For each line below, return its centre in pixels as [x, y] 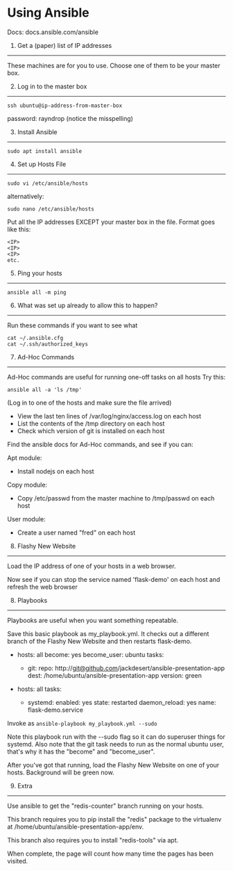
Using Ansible [49, 13]
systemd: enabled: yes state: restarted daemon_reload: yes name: [122, 702]
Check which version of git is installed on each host [91, 431]
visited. [18, 861]
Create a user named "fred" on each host [76, 532]
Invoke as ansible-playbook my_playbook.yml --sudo [82, 723]
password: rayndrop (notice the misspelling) [70, 118]
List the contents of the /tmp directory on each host [91, 423]
